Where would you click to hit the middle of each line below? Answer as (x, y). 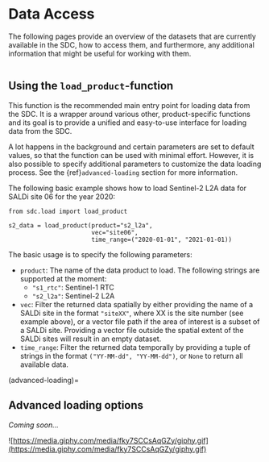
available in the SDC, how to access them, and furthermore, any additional (132, 44)
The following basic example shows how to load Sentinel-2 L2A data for (128, 188)
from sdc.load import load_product (68, 211)
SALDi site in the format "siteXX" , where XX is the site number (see (132, 313)
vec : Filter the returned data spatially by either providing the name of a (137, 304)
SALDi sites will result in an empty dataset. (91, 339)
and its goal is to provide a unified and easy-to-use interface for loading (128, 123)
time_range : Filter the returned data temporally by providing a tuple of (135, 347)
